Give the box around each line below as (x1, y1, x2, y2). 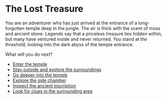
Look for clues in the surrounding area (12, 88, 93, 94)
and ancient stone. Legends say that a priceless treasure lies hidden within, (5, 30, 162, 37)
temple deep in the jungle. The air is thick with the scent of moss (25, 25, 160, 31)
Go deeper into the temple (12, 72, 67, 78)
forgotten (5, 25, 25, 31)
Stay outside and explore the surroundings (12, 67, 102, 73)
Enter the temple (12, 61, 48, 67)
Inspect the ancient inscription (12, 82, 76, 89)
